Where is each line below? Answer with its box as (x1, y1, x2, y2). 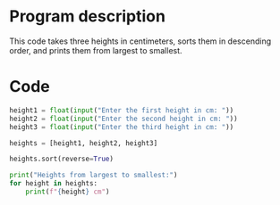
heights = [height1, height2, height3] (9, 138, 158, 148)
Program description (9, 6, 165, 27)
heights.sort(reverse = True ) (9, 154, 115, 164)
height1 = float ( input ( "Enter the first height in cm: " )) (9, 105, 234, 115)
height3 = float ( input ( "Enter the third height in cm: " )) (9, 122, 234, 131)
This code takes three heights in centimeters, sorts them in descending (9, 36, 271, 46)
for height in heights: (9, 179, 98, 188)
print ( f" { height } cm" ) (25, 187, 110, 196)
